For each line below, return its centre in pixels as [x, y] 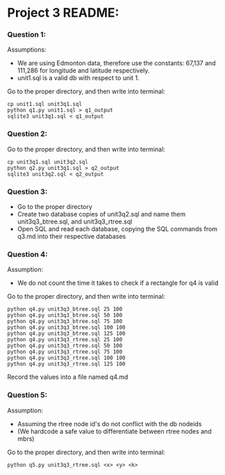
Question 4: [27, 254]
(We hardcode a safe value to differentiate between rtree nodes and [114, 431]
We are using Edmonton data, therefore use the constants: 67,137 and [117, 63]
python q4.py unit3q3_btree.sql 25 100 [65, 309]
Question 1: [27, 35]
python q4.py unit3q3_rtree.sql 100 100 [67, 358]
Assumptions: [27, 49]
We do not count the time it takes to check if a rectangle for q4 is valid [118, 283]
